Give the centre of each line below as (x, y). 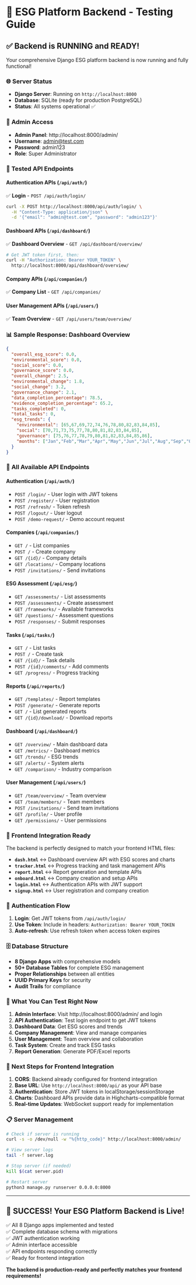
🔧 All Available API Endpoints (48, 467)
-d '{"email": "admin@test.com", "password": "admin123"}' (85, 218)
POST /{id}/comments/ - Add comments (62, 667)
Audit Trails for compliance (48, 986)
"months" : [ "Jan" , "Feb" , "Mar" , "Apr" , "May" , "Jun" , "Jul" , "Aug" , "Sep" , (101, 441)
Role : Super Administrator (45, 153)
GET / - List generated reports (50, 712)
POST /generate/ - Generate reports (57, 705)
